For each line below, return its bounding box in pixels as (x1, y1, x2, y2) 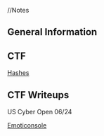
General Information (7, 26, 98, 38)
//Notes (7, 6, 30, 14)
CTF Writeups (7, 89, 70, 101)
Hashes (7, 69, 30, 77)
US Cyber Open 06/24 (7, 108, 72, 116)
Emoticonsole (7, 121, 47, 130)
